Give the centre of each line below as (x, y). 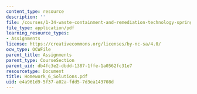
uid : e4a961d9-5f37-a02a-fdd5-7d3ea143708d (60, 82)
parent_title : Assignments (39, 55)
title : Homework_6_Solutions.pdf (47, 76)
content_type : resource (35, 11)
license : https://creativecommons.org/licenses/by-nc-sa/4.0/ (84, 44)
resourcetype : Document (35, 71)
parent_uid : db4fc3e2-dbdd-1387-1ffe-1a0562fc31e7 (69, 66)
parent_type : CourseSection (40, 60)
